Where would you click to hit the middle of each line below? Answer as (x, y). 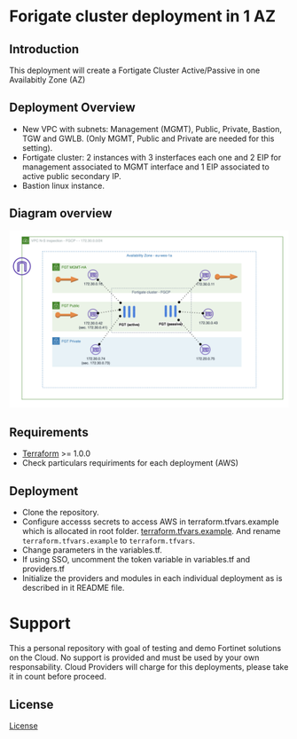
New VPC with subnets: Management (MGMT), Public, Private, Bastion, (152, 129)
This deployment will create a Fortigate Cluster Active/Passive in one (135, 70)
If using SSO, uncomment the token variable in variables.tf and (136, 560)
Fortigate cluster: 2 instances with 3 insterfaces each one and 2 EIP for (152, 157)
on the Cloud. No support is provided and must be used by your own (134, 657)
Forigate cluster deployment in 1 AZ (143, 16)
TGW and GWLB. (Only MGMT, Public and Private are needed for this (148, 138)
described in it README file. (73, 588)
